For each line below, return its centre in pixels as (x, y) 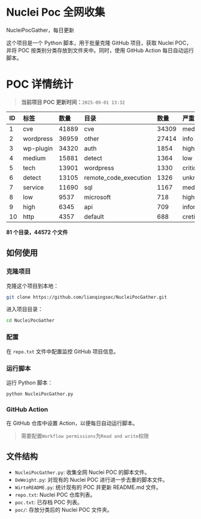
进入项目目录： (25, 309)
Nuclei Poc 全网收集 (56, 12)
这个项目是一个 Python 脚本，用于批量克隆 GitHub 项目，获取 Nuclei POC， (99, 43)
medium (34, 158)
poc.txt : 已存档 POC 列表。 (48, 502)
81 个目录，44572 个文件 (37, 232)
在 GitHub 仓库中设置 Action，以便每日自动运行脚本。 (72, 423)
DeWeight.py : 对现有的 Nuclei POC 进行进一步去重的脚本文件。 (91, 479)
